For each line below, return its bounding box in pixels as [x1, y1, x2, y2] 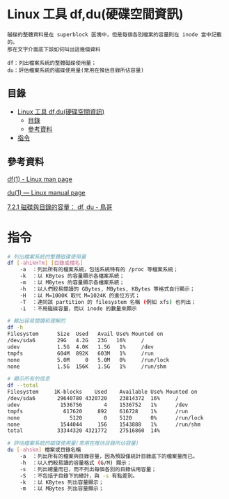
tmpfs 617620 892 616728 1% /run [7, 408, 189, 415]
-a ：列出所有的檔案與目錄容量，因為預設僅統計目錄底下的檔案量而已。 [19, 453, 198, 460]
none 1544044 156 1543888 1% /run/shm [7, 421, 200, 428]
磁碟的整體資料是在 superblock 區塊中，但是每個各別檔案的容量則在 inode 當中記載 [7, 31, 222, 38]
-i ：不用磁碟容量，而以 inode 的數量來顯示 [19, 305, 137, 312]
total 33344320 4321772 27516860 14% [7, 427, 160, 434]
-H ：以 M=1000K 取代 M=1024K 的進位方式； [19, 292, 141, 299]
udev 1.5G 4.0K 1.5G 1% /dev [7, 343, 155, 351]
